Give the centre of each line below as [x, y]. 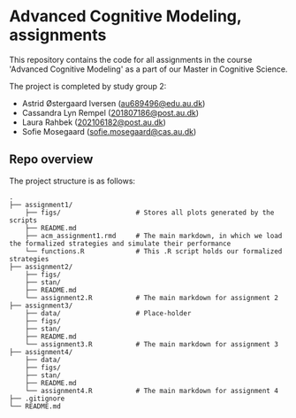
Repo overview [51, 160]
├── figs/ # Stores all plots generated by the [150, 213]
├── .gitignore [37, 399]
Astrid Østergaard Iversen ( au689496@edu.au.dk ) [114, 103]
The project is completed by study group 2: [88, 86]
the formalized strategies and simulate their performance [120, 244]
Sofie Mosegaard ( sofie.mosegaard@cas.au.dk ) [109, 131]
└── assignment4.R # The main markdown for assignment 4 [152, 391]
